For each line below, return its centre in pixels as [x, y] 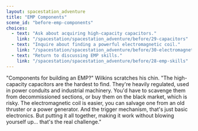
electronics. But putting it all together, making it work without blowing [90, 115]
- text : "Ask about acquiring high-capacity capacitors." [84, 34]
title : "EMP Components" [37, 17]
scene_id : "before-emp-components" [50, 22]
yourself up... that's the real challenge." [54, 122]
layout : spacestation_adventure [46, 12]
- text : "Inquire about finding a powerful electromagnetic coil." [96, 45]
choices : [17, 28]
